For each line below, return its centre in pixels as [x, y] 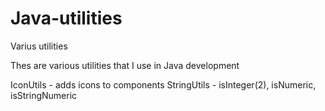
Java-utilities [66, 18]
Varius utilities [39, 46]
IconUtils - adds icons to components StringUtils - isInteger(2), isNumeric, [163, 84]
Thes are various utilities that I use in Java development [125, 65]
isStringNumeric [44, 95]
